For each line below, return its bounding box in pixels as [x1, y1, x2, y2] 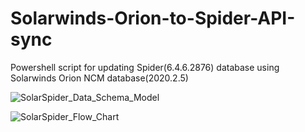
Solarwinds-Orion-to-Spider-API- [10, 7, 296, 30]
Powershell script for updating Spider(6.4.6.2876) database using [10, 61, 280, 73]
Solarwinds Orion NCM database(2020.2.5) [10, 72, 189, 84]
